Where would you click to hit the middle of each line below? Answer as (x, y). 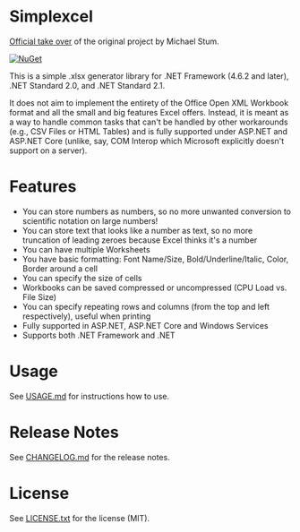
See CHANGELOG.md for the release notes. (90, 457)
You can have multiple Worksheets (86, 249)
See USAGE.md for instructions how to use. (90, 396)
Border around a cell (60, 268)
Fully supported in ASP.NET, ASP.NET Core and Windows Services (145, 325)
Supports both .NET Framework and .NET (99, 335)
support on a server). (48, 150)
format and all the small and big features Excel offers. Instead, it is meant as (149, 112)
